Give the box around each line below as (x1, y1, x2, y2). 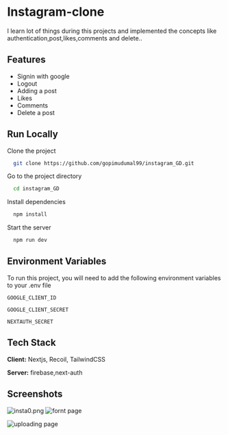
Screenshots (7, 388, 63, 400)
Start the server (7, 223, 51, 232)
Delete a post (16, 108, 55, 116)
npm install (13, 211, 48, 218)
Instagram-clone (7, 4, 105, 20)
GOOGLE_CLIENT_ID (7, 294, 57, 301)
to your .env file (7, 281, 51, 289)
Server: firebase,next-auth (7, 368, 83, 377)
